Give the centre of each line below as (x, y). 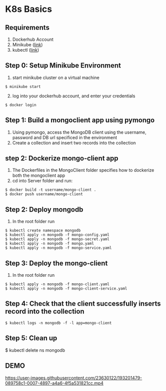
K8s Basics (28, 9)
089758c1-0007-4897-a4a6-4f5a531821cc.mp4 (55, 383)
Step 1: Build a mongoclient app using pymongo (80, 120)
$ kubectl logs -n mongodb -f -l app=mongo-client (58, 323)
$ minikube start (23, 86)
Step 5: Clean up (31, 338)
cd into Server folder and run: (42, 181)
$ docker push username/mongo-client (44, 194)
